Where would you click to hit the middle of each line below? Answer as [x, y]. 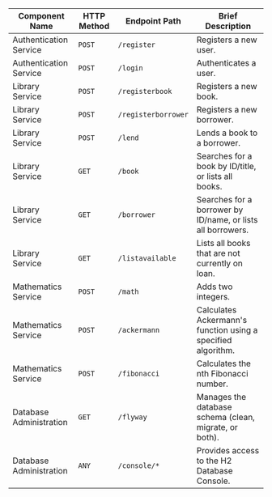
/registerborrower [153, 115]
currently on [219, 263]
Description [228, 26]
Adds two [215, 287]
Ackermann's [222, 320]
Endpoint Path [153, 21]
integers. [213, 297]
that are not [218, 253]
